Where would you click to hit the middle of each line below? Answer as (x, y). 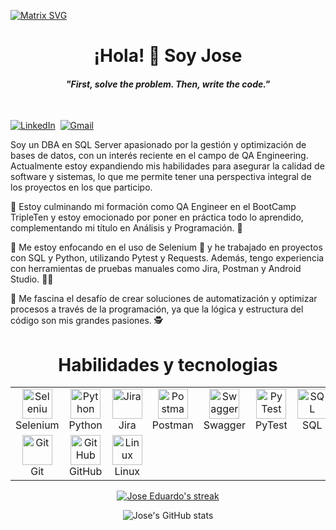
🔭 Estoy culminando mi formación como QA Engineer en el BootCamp (153, 207)
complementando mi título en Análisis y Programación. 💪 (126, 228)
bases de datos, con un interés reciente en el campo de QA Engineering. (159, 156)
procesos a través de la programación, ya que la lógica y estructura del (157, 309)
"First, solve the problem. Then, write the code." (168, 84)
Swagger (224, 425)
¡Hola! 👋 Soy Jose (168, 56)
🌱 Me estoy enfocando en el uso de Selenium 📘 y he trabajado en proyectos (166, 247)
